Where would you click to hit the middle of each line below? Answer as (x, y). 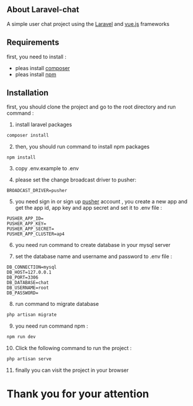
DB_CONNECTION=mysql (32, 268)
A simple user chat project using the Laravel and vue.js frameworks (88, 24)
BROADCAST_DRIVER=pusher (37, 191)
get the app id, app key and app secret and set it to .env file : (89, 208)
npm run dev (21, 337)
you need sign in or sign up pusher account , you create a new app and (101, 202)
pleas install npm (35, 74)
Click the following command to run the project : (73, 348)
